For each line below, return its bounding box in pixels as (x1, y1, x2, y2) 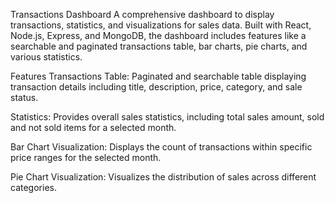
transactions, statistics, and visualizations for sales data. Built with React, (10, 19, 312, 31)
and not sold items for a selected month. (10, 122, 177, 133)
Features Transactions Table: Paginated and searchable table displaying (10, 70, 307, 82)
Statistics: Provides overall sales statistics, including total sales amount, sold (10, 111, 325, 123)
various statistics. (10, 51, 83, 63)
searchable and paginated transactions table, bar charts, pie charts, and (10, 40, 308, 52)
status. (10, 92, 39, 103)
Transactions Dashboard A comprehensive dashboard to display (10, 9, 275, 20)
